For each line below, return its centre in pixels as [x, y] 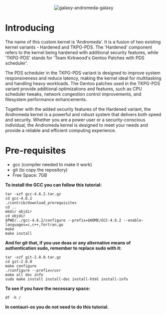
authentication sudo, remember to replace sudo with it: [64, 248]
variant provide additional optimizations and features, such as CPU [74, 89]
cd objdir [15, 216]
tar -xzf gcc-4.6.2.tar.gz [33, 194]
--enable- [133, 220]
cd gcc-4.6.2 [19, 198]
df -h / [13, 297]
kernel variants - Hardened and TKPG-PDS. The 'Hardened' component [79, 47]
